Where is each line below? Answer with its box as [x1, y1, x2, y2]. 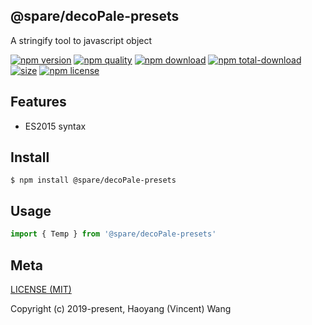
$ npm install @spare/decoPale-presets [10, 175, 177, 186]
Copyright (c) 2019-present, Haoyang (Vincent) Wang [10, 302, 232, 314]
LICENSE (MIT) [10, 283, 72, 295]
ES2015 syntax [24, 120, 87, 132]
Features [10, 94, 67, 111]
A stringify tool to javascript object [10, 34, 153, 46]
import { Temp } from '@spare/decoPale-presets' [10, 229, 217, 239]
